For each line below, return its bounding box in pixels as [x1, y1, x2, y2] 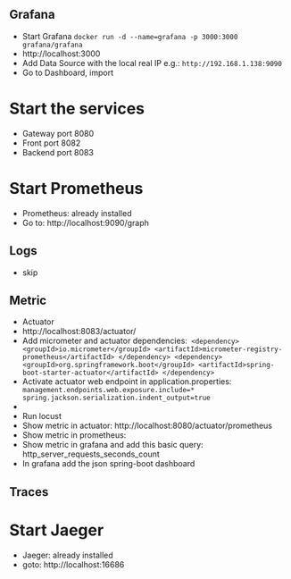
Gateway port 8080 [21, 128, 95, 138]
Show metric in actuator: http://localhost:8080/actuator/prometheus [21, 420, 272, 432]
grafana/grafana [21, 40, 83, 49]
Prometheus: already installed [21, 207, 132, 218]
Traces [9, 484, 49, 499]
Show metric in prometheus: [21, 430, 127, 441]
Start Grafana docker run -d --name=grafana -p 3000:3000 [21, 30, 238, 41]
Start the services [9, 98, 145, 119]
